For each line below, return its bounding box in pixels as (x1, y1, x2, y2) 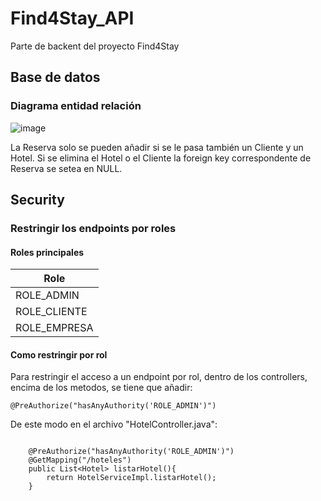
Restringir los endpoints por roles (10, 221, 177, 235)
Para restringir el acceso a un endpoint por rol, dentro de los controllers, (10, 371, 308, 383)
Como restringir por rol (10, 348, 108, 361)
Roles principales (10, 246, 85, 258)
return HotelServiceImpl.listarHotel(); (46, 473, 217, 483)
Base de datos (10, 69, 101, 86)
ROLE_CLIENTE (15, 305, 88, 319)
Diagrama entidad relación (10, 99, 142, 113)
